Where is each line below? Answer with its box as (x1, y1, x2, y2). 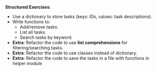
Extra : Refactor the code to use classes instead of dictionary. (12, 50, 138, 56)
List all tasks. (19, 29, 47, 35)
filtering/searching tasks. (12, 45, 63, 50)
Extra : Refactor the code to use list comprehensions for (12, 40, 128, 46)
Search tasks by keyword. (19, 34, 73, 40)
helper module (12, 61, 42, 66)
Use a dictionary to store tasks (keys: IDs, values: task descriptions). (12, 14, 153, 19)
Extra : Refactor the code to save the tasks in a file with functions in (12, 55, 150, 61)
